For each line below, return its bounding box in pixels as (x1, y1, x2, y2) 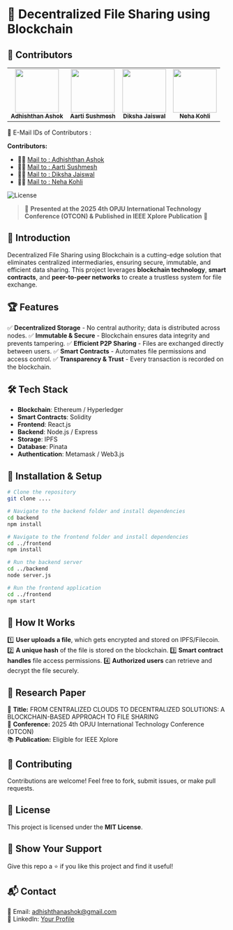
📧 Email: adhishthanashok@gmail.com (7, 908, 117, 916)
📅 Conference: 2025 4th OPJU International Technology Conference (7, 720, 204, 729)
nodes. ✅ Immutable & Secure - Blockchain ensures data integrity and (7, 331, 211, 340)
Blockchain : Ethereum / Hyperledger (17, 406, 123, 414)
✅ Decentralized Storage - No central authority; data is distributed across (7, 323, 220, 332)
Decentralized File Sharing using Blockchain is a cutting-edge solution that (7, 250, 222, 259)
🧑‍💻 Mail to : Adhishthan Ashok (17, 155, 105, 163)
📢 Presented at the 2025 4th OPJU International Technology (24, 205, 202, 213)
